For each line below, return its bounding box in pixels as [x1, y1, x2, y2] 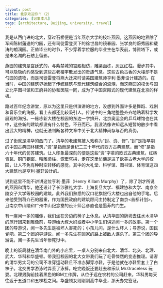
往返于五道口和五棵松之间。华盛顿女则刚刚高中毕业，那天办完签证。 [5, 278, 141, 284]
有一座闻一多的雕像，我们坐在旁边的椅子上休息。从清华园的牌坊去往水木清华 [5, 213, 158, 219]
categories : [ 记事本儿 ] [5, 16, 50, 21]
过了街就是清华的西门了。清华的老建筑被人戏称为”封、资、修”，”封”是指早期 [5, 138, 155, 144]
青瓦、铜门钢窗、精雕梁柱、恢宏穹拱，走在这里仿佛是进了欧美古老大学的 [5, 156, 149, 162]
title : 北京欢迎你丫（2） [5, 12, 52, 16]
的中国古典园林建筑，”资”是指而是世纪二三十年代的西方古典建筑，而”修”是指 [5, 144, 155, 150]
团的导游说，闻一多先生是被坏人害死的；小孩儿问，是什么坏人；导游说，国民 [5, 225, 158, 231]
